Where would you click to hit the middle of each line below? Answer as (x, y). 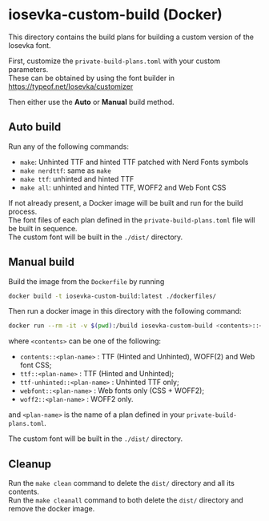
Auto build (35, 127)
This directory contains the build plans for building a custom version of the (131, 37)
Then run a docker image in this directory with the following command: (125, 311)
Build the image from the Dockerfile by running (86, 281)
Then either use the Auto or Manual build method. (91, 102)
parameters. (28, 69)
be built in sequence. (43, 228)
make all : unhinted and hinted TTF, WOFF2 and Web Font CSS (123, 187)
